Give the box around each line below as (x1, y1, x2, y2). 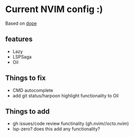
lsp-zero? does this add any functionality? (12, 126, 100, 132)
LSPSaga (12, 54, 32, 60)
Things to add (5, 107, 50, 116)
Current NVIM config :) (5, 4, 103, 15)
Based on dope (5, 20, 37, 26)
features (5, 35, 33, 43)
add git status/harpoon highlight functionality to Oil (12, 93, 119, 99)
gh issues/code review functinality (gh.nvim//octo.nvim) (12, 120, 129, 127)
